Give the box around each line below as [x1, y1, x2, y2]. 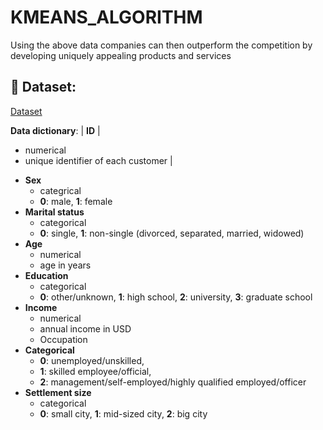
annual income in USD [39, 322, 132, 335]
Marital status [24, 206, 85, 218]
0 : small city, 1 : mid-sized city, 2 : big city [39, 407, 208, 420]
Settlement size [24, 386, 92, 398]
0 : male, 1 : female [39, 195, 113, 207]
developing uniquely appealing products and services [10, 49, 232, 61]
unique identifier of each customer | [24, 154, 173, 166]
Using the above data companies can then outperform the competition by [10, 39, 313, 51]
